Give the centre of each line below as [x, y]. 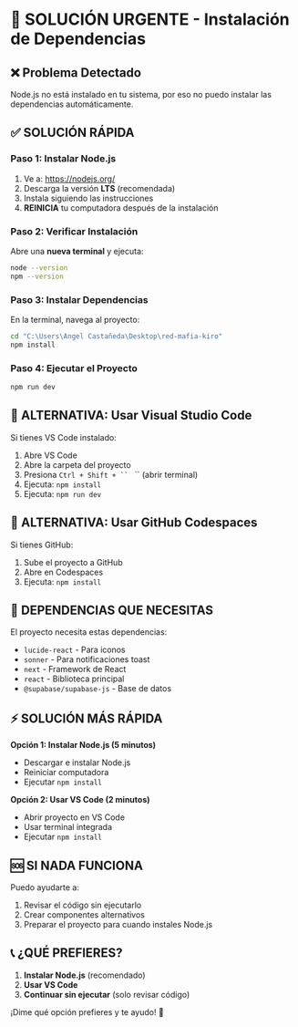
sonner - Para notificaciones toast [87, 659]
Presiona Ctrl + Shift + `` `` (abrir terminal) [111, 474]
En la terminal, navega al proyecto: [75, 320]
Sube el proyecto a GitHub [73, 562]
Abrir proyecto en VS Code [74, 817]
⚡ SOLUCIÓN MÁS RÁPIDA [87, 718]
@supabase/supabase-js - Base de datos [98, 689]
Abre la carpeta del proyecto [77, 464]
